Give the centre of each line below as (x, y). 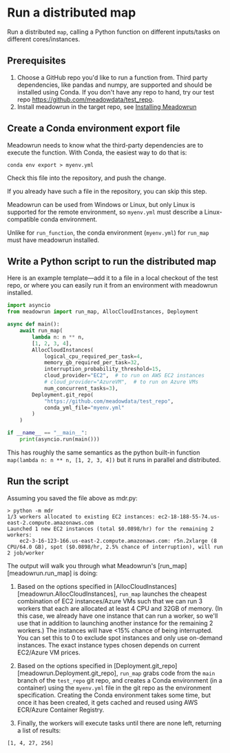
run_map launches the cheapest (163, 594)
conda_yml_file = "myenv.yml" (84, 408)
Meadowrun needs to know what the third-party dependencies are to (105, 145)
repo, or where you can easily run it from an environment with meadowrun (113, 285)
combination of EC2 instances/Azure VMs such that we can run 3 (110, 601)
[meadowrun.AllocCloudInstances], (67, 594)
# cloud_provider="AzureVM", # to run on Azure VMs (121, 382)
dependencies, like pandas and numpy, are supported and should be (114, 85)
